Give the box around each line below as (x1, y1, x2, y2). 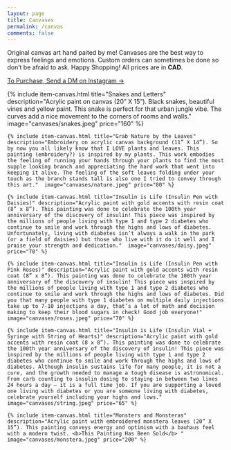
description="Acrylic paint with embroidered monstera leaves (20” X (7, 418, 212, 425)
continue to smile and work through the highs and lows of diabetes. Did (7, 291, 225, 298)
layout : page (7, 10, 45, 17)
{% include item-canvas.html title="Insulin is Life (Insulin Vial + (7, 327, 212, 334)
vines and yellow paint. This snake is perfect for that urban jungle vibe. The (7, 105, 222, 113)
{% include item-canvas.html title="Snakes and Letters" (7, 90, 166, 98)
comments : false (7, 29, 54, 37)
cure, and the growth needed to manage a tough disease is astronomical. (7, 370, 225, 377)
